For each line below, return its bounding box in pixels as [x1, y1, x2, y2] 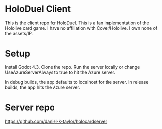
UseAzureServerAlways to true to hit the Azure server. [5, 69, 115, 75]
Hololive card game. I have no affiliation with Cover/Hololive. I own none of [5, 25, 158, 31]
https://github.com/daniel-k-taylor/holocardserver [5, 118, 108, 124]
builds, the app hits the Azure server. [5, 84, 80, 90]
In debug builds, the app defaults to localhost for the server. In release [5, 79, 149, 85]
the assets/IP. [5, 30, 33, 36]
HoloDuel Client [5, 3, 71, 15]
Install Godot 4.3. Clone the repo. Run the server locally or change [5, 64, 140, 70]
